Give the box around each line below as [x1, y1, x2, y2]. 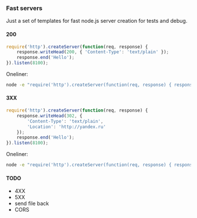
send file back [14, 200, 49, 207]
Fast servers [6, 4, 43, 12]
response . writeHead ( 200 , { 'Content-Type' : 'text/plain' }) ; [16, 49, 169, 55]
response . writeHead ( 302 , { [16, 113, 83, 119]
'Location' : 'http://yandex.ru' [27, 124, 107, 130]
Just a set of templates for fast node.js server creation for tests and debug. [6, 18, 188, 25]
